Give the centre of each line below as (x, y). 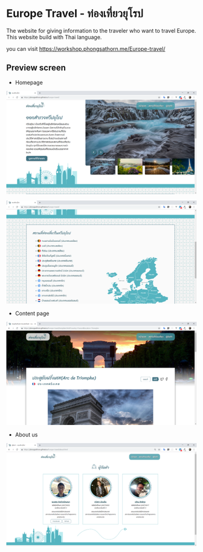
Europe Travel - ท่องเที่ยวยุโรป (75, 14)
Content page (32, 313)
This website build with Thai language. (54, 37)
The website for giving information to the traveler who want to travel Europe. (101, 30)
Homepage (29, 82)
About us (26, 435)
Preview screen (36, 68)
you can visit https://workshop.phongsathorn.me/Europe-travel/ (86, 48)
